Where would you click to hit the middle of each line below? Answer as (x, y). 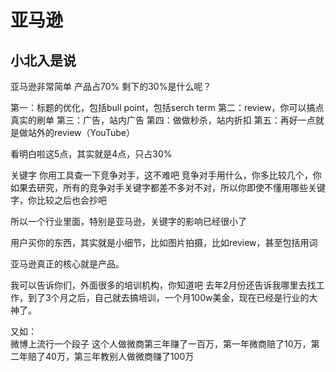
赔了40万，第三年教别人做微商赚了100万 (111, 356)
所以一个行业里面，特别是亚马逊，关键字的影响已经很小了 (128, 221)
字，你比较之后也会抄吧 (58, 200)
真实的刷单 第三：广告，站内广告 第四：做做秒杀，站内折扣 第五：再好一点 (163, 120)
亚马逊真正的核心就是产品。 (67, 264)
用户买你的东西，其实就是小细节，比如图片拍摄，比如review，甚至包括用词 (164, 242)
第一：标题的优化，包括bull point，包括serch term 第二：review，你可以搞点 (167, 107)
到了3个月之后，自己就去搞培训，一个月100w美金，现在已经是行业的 (168, 297)
